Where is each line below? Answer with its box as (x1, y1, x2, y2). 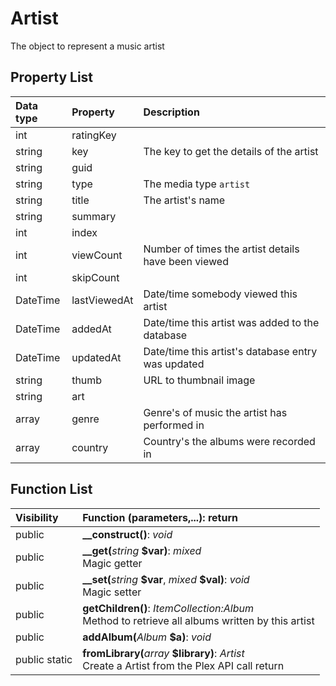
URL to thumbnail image (143, 373, 256, 387)
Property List (10, 69, 94, 86)
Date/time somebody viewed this (143, 287, 298, 301)
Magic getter (82, 556, 143, 570)
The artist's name (143, 193, 226, 207)
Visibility (15, 510, 59, 524)
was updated (143, 357, 205, 371)
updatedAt (71, 350, 122, 364)
